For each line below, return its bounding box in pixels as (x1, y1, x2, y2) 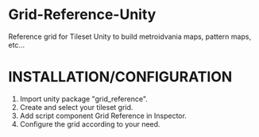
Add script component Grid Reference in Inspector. (19, 111, 187, 120)
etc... (8, 40, 25, 49)
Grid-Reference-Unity (8, 6, 157, 24)
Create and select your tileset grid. (19, 102, 133, 112)
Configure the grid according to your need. (19, 119, 160, 128)
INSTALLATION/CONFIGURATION (8, 68, 233, 86)
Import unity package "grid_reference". (19, 93, 149, 104)
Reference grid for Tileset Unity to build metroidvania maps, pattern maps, (8, 32, 252, 41)
